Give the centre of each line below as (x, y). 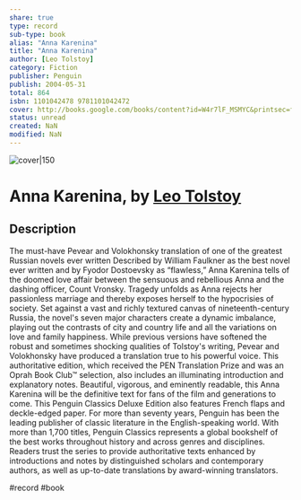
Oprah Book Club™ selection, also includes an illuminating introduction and (146, 374)
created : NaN (34, 127)
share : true (31, 18)
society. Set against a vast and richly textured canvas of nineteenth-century (149, 308)
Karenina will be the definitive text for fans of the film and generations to (142, 394)
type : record (34, 26)
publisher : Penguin (46, 76)
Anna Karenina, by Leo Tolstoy (125, 196)
